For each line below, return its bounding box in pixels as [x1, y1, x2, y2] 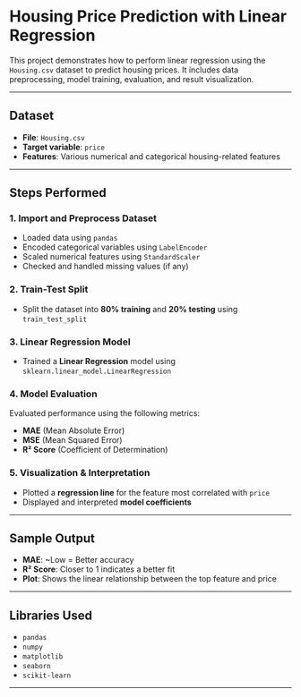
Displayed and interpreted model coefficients [21, 497, 193, 507]
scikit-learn [21, 671, 72, 681]
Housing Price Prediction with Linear [9, 6, 288, 27]
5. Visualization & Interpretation [9, 467, 150, 480]
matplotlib [21, 652, 64, 661]
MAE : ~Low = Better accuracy [21, 555, 134, 565]
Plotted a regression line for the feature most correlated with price [21, 487, 271, 497]
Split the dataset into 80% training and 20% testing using [21, 303, 238, 314]
